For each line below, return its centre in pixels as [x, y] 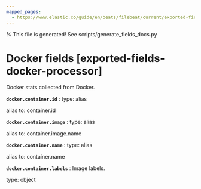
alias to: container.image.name [44, 134]
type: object [21, 180]
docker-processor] [54, 71]
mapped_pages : [24, 12]
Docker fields [40, 58]
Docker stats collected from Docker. [51, 88]
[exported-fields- [121, 58]
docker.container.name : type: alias [49, 145]
